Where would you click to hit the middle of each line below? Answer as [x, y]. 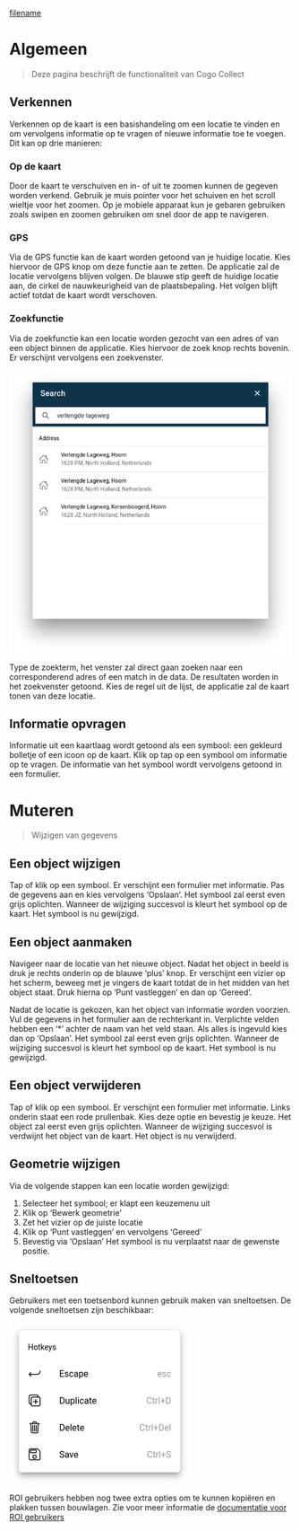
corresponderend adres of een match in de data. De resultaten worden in [144, 676]
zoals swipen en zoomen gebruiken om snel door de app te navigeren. [139, 215]
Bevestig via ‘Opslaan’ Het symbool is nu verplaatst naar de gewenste [151, 1241]
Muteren [42, 810]
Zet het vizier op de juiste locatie [82, 1222]
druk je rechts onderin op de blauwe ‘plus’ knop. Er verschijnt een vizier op [147, 973]
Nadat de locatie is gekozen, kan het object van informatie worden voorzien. [150, 1010]
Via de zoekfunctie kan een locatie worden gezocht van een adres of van [144, 338]
